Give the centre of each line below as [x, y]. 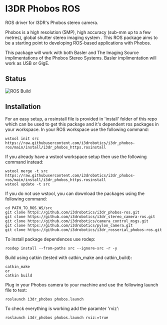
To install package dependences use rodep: [50, 239]
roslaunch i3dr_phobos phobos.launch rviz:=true [57, 317]
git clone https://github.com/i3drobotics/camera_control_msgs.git [77, 221]
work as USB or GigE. [27, 63]
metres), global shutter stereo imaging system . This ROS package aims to [81, 37]
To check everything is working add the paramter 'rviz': [62, 308]
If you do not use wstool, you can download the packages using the [75, 193]
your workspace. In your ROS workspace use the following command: [77, 129]
